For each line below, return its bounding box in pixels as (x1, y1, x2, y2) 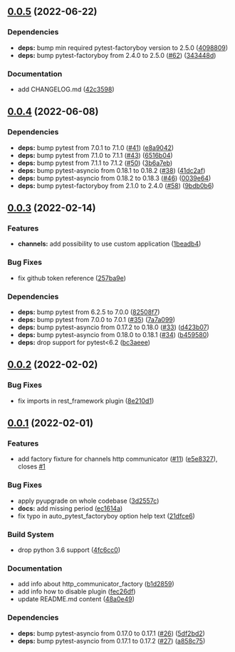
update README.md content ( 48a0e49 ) (17, 595, 135, 603)
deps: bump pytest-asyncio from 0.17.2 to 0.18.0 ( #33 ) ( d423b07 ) (17, 323, 210, 331)
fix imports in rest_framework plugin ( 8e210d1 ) (17, 396, 155, 405)
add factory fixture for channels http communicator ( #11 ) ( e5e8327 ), (17, 455, 218, 463)
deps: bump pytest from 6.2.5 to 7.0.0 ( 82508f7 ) (17, 307, 160, 316)
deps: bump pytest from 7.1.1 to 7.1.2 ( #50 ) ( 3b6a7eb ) (17, 159, 173, 167)
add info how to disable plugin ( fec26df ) (17, 587, 136, 596)
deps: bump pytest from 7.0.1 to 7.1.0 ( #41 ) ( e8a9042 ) (17, 143, 174, 152)
